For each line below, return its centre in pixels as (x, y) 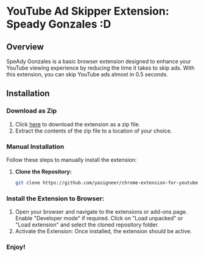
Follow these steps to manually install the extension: (72, 159)
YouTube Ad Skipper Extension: (88, 11)
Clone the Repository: (43, 172)
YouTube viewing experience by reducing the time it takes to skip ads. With (100, 68)
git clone (28, 183)
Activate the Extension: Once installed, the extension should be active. (103, 231)
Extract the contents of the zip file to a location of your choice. (93, 131)
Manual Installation (35, 147)
